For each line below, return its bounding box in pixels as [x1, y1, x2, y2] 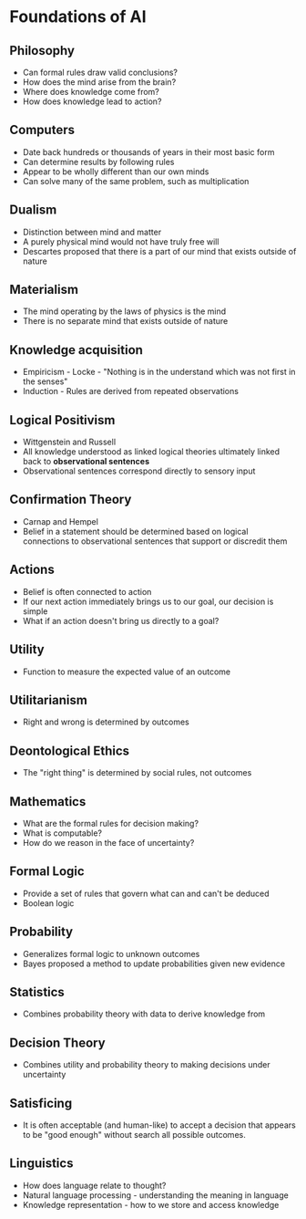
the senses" [22, 376, 68, 387]
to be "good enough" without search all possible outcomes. [22, 1130, 246, 1140]
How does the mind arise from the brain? [22, 77, 177, 88]
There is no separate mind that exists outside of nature [22, 316, 229, 327]
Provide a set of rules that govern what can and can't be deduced [22, 888, 270, 899]
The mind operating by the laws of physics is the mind [22, 306, 227, 317]
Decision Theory [9, 1035, 107, 1050]
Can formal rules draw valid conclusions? [22, 67, 178, 78]
